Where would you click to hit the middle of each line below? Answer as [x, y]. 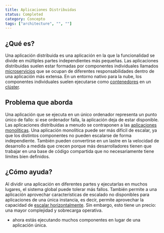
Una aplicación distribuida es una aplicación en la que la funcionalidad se [80, 55]
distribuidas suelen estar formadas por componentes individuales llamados [82, 66]
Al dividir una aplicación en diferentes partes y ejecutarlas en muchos [76, 184]
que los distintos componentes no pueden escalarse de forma [68, 135]
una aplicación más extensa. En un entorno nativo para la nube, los [74, 77]
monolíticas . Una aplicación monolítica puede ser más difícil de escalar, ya [81, 130]
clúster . [13, 87]
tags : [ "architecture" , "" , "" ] [38, 23]
